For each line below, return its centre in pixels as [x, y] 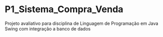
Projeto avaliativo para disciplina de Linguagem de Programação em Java [81, 23]
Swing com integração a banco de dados [48, 28]
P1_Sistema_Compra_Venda [64, 9]
